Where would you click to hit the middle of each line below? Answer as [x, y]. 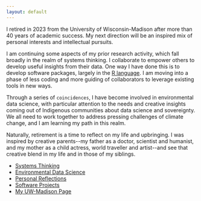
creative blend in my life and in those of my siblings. [71, 154]
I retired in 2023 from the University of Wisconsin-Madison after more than [99, 29]
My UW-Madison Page [43, 191]
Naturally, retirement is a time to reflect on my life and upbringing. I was [95, 135]
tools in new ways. [29, 86]
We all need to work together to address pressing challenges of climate [95, 116]
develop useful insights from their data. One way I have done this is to [93, 66]
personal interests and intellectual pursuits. [60, 42]
